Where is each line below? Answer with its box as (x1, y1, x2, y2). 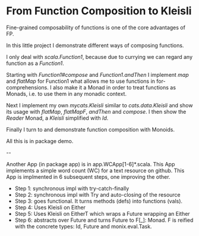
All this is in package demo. (6, 137, 74, 144)
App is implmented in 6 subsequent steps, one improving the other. (6, 173, 170, 180)
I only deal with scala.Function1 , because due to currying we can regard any (6, 53, 193, 60)
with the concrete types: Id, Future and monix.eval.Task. (14, 222, 153, 230)
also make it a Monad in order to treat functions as (52, 83, 176, 91)
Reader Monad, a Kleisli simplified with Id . (6, 114, 109, 122)
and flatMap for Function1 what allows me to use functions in (6, 77, 156, 85)
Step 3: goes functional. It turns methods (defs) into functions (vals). (14, 197, 183, 204)
